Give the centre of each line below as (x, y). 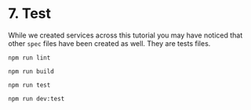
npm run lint (29, 58)
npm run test (29, 85)
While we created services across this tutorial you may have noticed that (125, 35)
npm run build (31, 71)
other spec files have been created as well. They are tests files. (109, 43)
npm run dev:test (36, 98)
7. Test (30, 14)
